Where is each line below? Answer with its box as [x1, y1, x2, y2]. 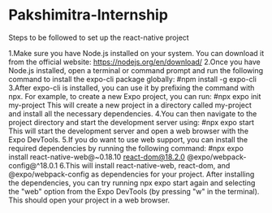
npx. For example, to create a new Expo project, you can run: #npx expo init [8, 91, 261, 101]
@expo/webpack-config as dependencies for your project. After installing [8, 169, 255, 179]
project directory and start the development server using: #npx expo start [8, 117, 254, 127]
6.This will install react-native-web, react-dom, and [59, 160, 231, 170]
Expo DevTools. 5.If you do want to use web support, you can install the [8, 134, 248, 144]
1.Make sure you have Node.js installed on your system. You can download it [8, 48, 265, 58]
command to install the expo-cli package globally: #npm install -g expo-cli [8, 74, 257, 84]
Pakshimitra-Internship [8, 6, 169, 24]
